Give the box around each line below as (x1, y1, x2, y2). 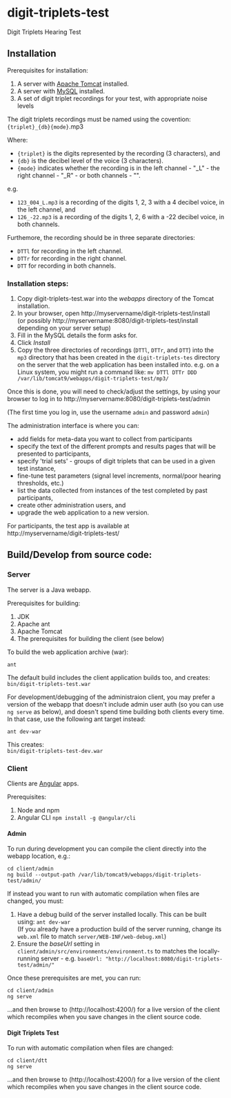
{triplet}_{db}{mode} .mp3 (7, 122, 84, 131)
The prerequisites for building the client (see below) (17, 634, 165, 642)
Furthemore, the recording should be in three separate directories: (7, 233, 195, 241)
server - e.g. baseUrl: (41, 954, 103, 962)
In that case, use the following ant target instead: (7, 714, 146, 723)
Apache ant (17, 620, 50, 628)
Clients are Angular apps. (7, 779, 79, 788)
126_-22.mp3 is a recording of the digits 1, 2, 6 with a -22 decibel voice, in (17, 212, 225, 221)
